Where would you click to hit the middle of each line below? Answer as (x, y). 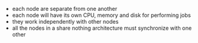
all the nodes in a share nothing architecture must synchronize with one (102, 28)
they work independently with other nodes (65, 21)
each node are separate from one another (65, 9)
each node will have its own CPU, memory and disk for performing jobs (101, 15)
